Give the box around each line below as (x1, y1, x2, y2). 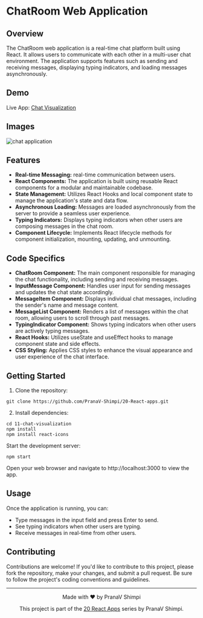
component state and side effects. (14, 340, 101, 348)
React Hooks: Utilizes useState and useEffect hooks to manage (14, 334, 173, 341)
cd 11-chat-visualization (6, 421, 71, 427)
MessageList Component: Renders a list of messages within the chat (14, 308, 188, 315)
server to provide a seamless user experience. (14, 210, 131, 217)
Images (6, 121, 35, 132)
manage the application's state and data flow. (14, 197, 129, 204)
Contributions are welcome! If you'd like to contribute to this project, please (6, 563, 194, 570)
